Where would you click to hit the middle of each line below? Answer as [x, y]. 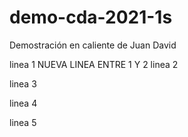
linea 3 [23, 83]
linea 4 [23, 103]
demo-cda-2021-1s [91, 17]
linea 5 [23, 122]
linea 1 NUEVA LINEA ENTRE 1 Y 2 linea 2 [94, 64]
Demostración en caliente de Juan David [93, 45]
